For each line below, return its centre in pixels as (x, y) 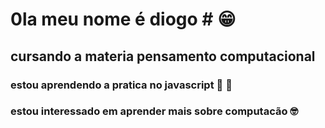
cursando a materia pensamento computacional (163, 56)
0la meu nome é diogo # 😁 (123, 19)
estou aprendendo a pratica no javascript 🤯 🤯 (121, 85)
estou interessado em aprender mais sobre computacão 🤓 (154, 111)
